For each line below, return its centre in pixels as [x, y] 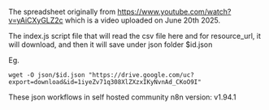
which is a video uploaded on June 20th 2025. [143, 20]
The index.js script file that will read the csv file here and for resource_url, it [135, 36]
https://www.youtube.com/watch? [174, 12]
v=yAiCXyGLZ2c [36, 20]
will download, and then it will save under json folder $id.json [111, 44]
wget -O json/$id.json [47, 75]
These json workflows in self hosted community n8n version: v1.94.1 [122, 97]
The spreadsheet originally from [62, 12]
